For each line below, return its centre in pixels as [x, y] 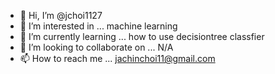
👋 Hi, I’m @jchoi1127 [61, 15]
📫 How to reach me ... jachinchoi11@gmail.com [117, 58]
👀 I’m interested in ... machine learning [98, 26]
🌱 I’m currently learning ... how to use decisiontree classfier [142, 36]
